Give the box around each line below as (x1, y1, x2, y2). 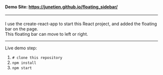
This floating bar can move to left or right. (5, 31, 88, 37)
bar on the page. (5, 26, 38, 31)
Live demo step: (5, 45, 37, 51)
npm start (12, 65, 33, 70)
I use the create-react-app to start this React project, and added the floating (5, 21, 157, 27)
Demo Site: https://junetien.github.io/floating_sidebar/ (5, 4, 118, 10)
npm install (12, 60, 36, 65)
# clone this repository (12, 55, 63, 60)
